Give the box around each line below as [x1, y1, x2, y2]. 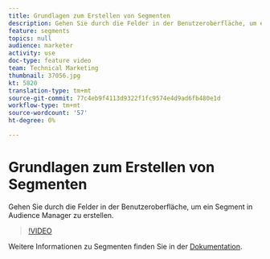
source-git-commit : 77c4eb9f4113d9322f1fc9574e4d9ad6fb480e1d [8, 94, 221, 102]
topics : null [8, 34, 52, 43]
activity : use [8, 49, 56, 57]
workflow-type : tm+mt [8, 101, 81, 109]
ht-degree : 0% [8, 117, 56, 125]
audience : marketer [8, 42, 74, 50]
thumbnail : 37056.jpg [8, 72, 81, 80]
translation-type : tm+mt [8, 86, 92, 95]
